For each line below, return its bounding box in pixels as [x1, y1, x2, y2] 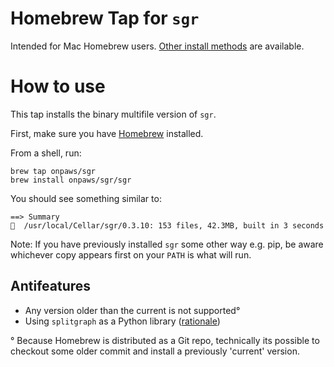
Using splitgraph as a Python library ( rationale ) [24, 315, 221, 327]
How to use [10, 75, 106, 98]
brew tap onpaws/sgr [10, 166, 97, 176]
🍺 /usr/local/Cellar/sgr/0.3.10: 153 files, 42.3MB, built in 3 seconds [10, 220, 325, 231]
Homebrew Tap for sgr [10, 7, 200, 30]
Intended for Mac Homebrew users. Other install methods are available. [10, 40, 305, 52]
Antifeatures [10, 278, 92, 295]
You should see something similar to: [10, 192, 162, 204]
